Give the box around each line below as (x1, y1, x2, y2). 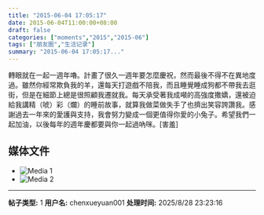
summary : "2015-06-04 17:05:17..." (8, 48, 125, 56)
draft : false (8, 26, 51, 34)
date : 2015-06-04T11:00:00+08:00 (8, 19, 118, 27)
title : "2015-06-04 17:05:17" (8, 11, 108, 20)
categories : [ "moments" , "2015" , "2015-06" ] (8, 33, 149, 42)
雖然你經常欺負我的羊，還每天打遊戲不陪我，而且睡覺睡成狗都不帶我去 (21, 80, 249, 89)
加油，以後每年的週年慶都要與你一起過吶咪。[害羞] (14, 119, 179, 129)
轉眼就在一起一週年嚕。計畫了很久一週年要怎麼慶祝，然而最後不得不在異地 (8, 71, 249, 79)
